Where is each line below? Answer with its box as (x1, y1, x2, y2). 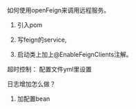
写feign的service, (17, 35, 67, 44)
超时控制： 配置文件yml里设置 (7, 65, 92, 73)
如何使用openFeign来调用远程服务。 (7, 6, 110, 14)
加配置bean (17, 94, 50, 103)
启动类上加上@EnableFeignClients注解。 (17, 51, 133, 58)
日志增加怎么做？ (7, 80, 56, 88)
